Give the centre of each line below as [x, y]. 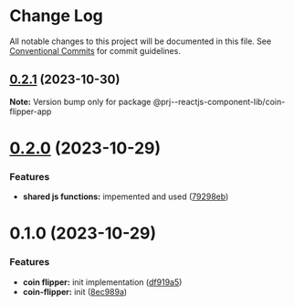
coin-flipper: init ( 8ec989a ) [75, 291]
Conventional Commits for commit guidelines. [95, 50]
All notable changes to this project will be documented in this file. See [141, 41]
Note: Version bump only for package [80, 101]
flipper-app [31, 111]
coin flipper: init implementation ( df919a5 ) [102, 282]
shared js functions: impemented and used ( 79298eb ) [126, 196]
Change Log [56, 16]
